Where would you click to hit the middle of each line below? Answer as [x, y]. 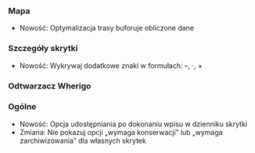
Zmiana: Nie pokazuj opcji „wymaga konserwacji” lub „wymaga [121, 132]
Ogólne [22, 107]
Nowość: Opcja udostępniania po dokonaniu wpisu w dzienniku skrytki [133, 124]
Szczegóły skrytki [43, 49]
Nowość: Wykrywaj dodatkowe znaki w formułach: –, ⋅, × [111, 65]
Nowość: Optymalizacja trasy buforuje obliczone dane [106, 28]
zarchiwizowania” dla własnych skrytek [83, 140]
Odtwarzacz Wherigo [50, 86]
